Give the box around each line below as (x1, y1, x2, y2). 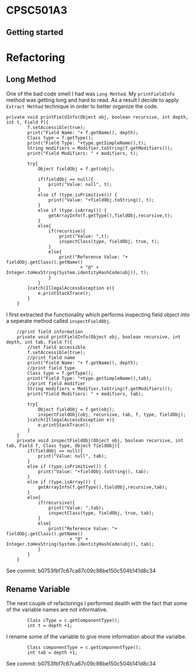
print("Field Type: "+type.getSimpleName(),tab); (27, 375, 152, 381)
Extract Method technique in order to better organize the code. (6, 102, 158, 110)
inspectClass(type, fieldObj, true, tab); (48, 510, 155, 516)
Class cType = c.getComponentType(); (27, 618, 120, 623)
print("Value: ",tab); (48, 504, 104, 511)
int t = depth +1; (27, 623, 73, 629)
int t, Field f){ (6, 119, 49, 125)
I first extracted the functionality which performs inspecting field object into (6, 311, 190, 318)
